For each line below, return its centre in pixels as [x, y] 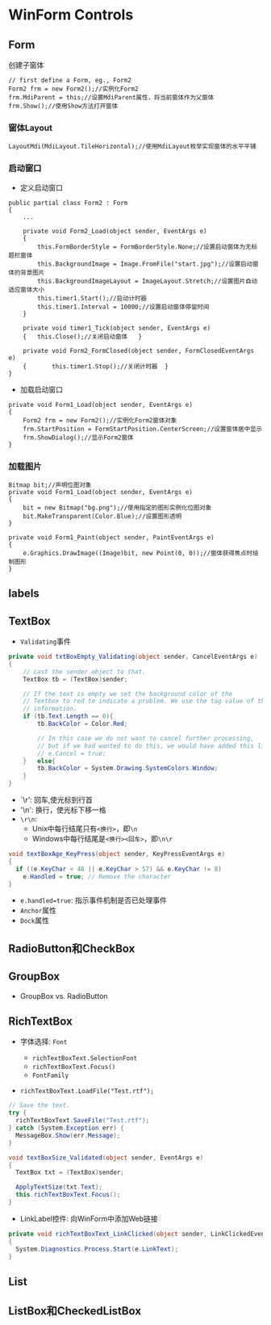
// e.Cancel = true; [72, 753]
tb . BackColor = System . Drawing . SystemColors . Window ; [128, 769]
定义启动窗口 [41, 187]
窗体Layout [30, 128]
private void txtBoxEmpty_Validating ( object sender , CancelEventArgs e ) [133, 657]
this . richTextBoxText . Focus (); [68, 1195]
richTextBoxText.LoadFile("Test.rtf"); [87, 1092]
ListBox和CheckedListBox [75, 1311]
